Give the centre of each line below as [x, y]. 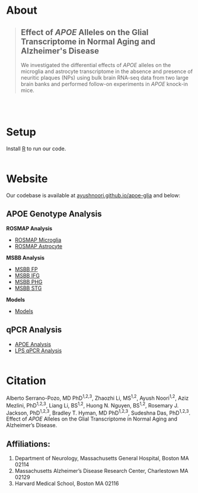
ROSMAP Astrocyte [39, 246]
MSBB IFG [27, 275]
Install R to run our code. [36, 148]
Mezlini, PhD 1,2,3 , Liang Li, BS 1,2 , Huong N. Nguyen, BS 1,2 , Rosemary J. [92, 405]
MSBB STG [28, 288]
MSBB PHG [28, 282]
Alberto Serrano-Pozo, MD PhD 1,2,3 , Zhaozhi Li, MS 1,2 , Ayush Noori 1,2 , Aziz [98, 397]
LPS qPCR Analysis [38, 350]
